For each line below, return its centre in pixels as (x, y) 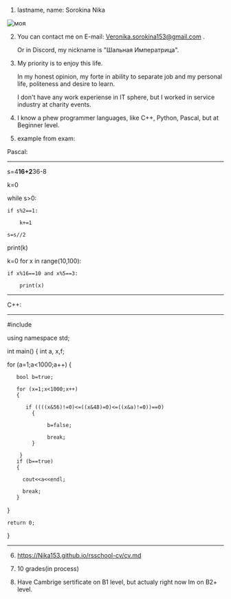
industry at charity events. (54, 105)
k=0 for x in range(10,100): (44, 261)
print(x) (32, 285)
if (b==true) (35, 461)
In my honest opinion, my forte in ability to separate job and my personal (119, 76)
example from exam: (46, 138)
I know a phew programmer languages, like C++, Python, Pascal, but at (118, 118)
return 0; (21, 523)
